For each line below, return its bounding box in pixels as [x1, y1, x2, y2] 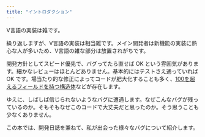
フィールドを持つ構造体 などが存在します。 [17, 83, 124, 90]
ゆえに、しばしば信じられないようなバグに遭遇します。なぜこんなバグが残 [6, 96, 193, 103]
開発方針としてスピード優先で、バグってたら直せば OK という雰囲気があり [6, 60, 194, 67]
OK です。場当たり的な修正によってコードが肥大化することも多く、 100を [6, 75, 190, 82]
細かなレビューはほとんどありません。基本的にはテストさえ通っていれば [16, 68, 199, 75]
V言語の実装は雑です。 [6, 26, 64, 33]
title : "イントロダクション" [6, 9, 72, 15]
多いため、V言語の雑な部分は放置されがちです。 [27, 47, 149, 54]
